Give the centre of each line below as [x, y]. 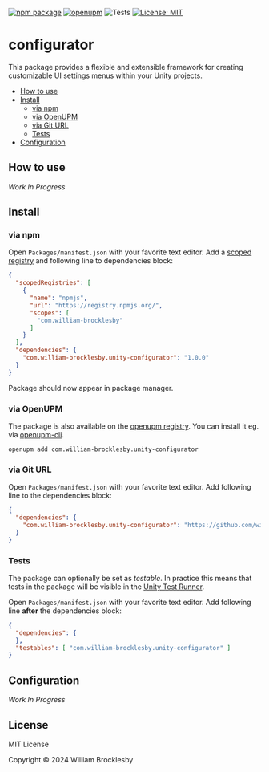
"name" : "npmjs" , [58, 298]
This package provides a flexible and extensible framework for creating [126, 67]
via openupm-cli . [36, 434]
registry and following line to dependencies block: [91, 261]
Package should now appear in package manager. [91, 388]
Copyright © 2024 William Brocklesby [71, 759]
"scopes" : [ [49, 313]
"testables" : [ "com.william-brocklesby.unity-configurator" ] [123, 648]
